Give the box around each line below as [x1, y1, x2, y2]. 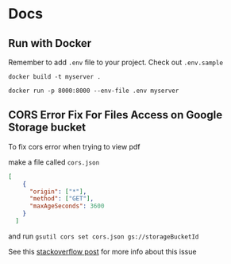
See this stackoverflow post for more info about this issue [8, 247, 197, 256]
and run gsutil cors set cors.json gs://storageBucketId [8, 231, 199, 241]
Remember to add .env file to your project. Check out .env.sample [8, 57, 224, 67]
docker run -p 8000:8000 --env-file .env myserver [8, 87, 179, 95]
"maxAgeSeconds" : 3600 [29, 202, 105, 211]
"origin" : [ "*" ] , [29, 188, 87, 196]
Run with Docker [8, 37, 92, 50]
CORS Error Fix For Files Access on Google [8, 108, 223, 122]
